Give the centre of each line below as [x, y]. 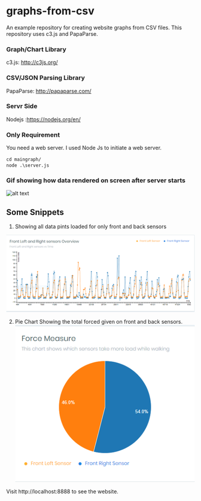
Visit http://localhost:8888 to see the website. [62, 491]
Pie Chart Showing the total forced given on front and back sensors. [99, 322]
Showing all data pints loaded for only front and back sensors [91, 227]
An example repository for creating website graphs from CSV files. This [94, 27]
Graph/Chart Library [36, 49]
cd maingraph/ [24, 159]
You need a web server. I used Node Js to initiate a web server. [84, 148]
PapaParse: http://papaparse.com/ [49, 91]
